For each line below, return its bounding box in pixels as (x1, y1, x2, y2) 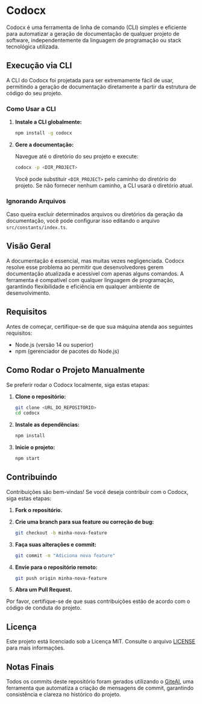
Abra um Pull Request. (14, 586, 72, 593)
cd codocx (14, 410, 40, 416)
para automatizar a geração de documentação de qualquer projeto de (6, 30, 180, 37)
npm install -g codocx (14, 130, 72, 136)
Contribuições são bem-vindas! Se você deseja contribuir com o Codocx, (6, 488, 189, 495)
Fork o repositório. (14, 506, 63, 513)
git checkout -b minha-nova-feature (14, 530, 107, 536)
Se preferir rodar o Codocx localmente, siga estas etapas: (6, 381, 150, 388)
